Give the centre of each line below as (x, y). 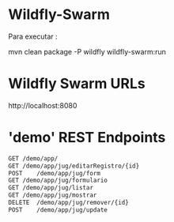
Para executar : (33, 36)
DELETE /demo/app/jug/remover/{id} (68, 203)
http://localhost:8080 (43, 105)
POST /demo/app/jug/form (55, 173)
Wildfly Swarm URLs (77, 84)
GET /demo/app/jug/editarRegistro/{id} (74, 166)
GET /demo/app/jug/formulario (58, 181)
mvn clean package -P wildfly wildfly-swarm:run (87, 51)
